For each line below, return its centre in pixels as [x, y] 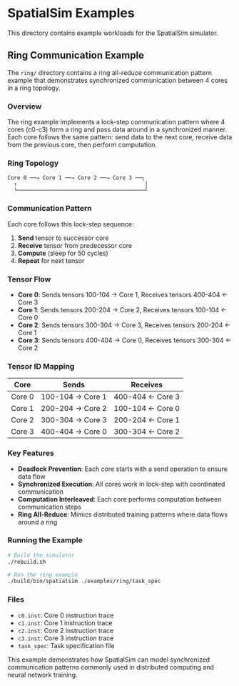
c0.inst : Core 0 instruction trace [66, 615]
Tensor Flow [29, 279]
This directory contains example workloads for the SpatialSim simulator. [113, 33]
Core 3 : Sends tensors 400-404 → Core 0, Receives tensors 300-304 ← [124, 340]
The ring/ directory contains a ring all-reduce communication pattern [110, 72]
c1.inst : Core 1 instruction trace [65, 622]
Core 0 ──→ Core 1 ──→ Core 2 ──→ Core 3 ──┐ [76, 178]
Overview [25, 106]
